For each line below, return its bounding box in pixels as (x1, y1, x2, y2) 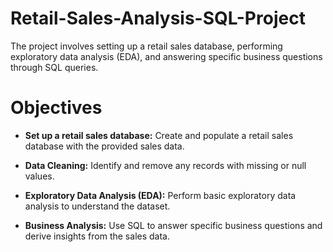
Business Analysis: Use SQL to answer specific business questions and (24, 219, 323, 231)
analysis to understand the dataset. (24, 200, 171, 212)
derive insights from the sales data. (24, 230, 170, 242)
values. (24, 170, 55, 182)
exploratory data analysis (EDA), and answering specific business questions (10, 50, 323, 62)
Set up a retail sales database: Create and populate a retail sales (24, 129, 294, 141)
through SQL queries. (10, 61, 99, 73)
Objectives (10, 97, 103, 119)
